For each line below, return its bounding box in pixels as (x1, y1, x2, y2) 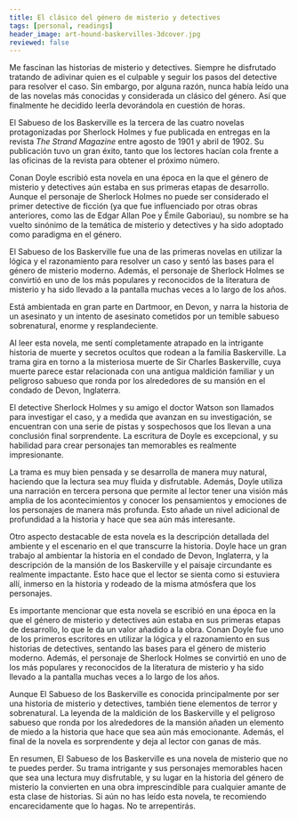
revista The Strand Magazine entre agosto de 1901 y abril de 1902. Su (9, 136, 264, 147)
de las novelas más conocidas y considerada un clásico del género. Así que (9, 91, 287, 101)
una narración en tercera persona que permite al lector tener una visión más (9, 486, 289, 497)
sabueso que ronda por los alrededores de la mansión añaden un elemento (9, 718, 285, 728)
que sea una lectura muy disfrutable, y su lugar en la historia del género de (9, 772, 285, 783)
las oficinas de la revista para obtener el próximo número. (9, 155, 221, 166)
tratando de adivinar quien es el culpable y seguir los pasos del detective (9, 72, 278, 83)
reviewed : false (9, 37, 69, 47)
